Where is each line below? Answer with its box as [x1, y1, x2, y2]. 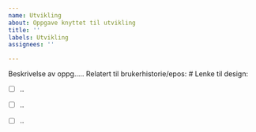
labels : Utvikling [8, 33, 69, 42]
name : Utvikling [8, 11, 62, 20]
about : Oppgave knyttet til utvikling [8, 19, 136, 27]
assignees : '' [8, 41, 55, 49]
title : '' [8, 26, 41, 34]
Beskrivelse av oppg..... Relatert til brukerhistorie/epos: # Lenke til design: [8, 69, 249, 79]
